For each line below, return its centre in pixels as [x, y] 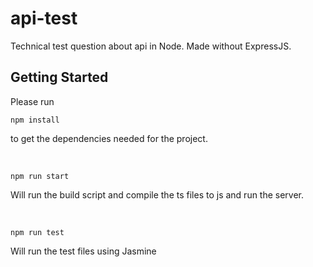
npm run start [40, 176]
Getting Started [59, 77]
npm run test [37, 232]
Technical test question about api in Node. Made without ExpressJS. [151, 46]
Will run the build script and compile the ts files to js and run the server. [157, 194]
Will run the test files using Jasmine [83, 251]
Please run [32, 101]
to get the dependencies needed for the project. [109, 138]
